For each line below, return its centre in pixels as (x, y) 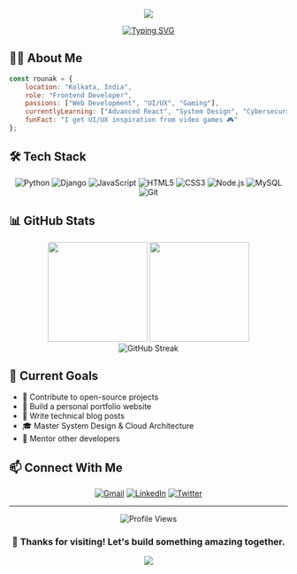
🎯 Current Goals (54, 376)
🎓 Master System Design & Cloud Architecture (108, 426)
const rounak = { (41, 79)
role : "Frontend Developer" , (79, 95)
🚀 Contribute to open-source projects (90, 397)
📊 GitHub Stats (52, 221)
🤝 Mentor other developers (71, 438)
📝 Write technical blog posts (73, 416)
